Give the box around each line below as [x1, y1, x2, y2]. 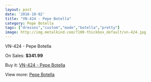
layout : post [5, 7, 32, 12]
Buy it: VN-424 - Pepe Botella [5, 62, 65, 68]
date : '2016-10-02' [5, 12, 45, 17]
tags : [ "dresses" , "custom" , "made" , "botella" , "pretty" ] [5, 25, 120, 30]
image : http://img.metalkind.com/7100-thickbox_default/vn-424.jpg [5, 30, 147, 35]
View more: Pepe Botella [5, 72, 55, 77]
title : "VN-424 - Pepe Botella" [5, 16, 71, 21]
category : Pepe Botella [5, 20, 54, 26]
